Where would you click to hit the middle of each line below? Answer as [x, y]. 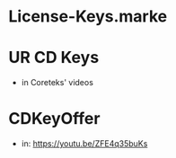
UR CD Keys [54, 58]
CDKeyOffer [54, 119]
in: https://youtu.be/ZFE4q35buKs [84, 144]
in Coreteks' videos [57, 83]
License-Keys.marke [88, 17]
